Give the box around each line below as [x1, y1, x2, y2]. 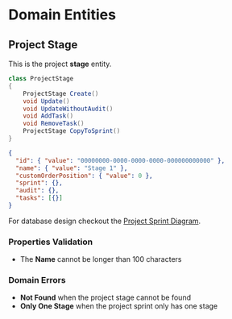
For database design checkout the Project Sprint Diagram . [8, 216, 201, 226]
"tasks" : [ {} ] [15, 194, 63, 202]
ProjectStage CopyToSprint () [23, 127, 121, 135]
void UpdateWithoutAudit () [23, 105, 114, 113]
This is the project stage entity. [8, 59, 112, 68]
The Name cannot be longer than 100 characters [19, 255, 182, 264]
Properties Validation [8, 236, 93, 247]
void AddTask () [23, 112, 74, 120]
